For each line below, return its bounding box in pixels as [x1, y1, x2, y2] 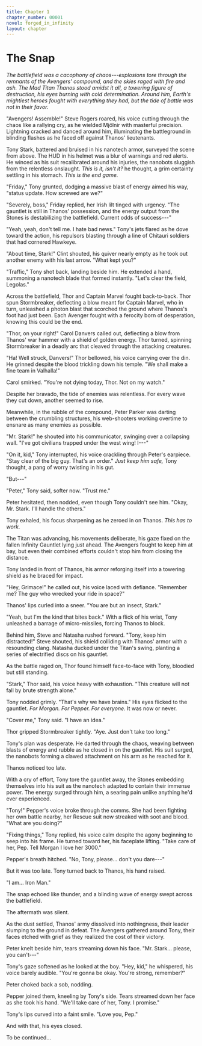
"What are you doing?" [6, 820, 63, 827]
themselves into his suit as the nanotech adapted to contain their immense [6, 782, 191, 790]
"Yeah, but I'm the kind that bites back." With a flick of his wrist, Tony [6, 613, 177, 620]
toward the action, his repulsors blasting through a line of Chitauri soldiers [6, 232, 189, 240]
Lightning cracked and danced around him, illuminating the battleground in [6, 128, 191, 135]
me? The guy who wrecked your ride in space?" [6, 590, 125, 598]
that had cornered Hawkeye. [6, 238, 77, 246]
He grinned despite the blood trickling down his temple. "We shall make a [6, 361, 188, 368]
